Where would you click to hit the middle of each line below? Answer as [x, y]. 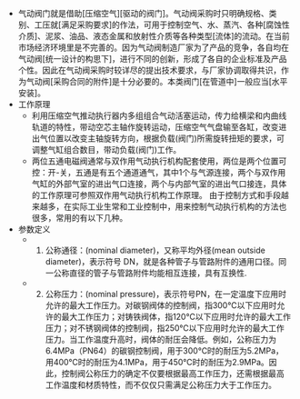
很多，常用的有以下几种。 [80, 218]
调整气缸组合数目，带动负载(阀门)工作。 [106, 150]
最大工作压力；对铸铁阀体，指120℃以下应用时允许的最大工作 [176, 317]
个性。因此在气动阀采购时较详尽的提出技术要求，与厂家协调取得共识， [150, 70]
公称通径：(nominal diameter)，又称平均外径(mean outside [155, 250]
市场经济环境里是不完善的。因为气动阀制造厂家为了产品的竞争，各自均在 [153, 47]
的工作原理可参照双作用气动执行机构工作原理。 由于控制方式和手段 [156, 195]
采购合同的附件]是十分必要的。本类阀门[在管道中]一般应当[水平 [170, 81]
